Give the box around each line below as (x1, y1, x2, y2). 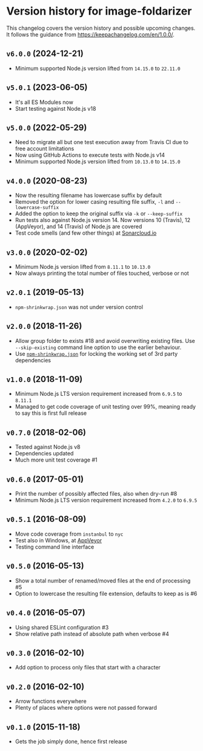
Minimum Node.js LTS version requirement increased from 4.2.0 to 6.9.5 (15, 497, 198, 504)
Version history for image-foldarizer (6, 4, 192, 18)
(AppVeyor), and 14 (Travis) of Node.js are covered (15, 223, 142, 230)
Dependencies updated (15, 450, 74, 457)
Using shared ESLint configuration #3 (15, 623, 109, 631)
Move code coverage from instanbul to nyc (15, 530, 124, 538)
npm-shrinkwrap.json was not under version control (15, 303, 144, 311)
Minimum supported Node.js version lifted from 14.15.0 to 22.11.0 (15, 64, 181, 72)
